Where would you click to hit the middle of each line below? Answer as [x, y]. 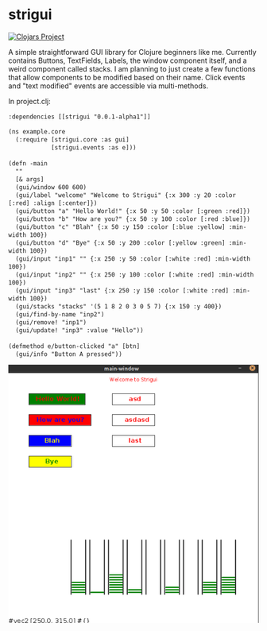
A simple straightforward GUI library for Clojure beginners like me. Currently [132, 52]
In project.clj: [29, 101]
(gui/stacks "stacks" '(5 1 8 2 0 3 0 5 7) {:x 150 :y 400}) [119, 306]
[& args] [30, 179]
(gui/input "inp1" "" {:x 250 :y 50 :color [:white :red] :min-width [133, 259]
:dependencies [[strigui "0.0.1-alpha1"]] [79, 117]
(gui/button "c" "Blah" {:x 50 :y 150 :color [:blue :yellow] [120, 227]
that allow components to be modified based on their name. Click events [127, 77]
